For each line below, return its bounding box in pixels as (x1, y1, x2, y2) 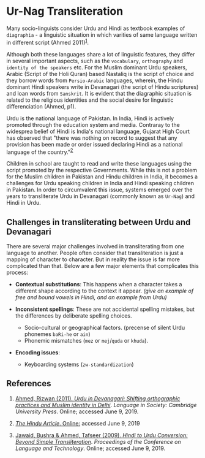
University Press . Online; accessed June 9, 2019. (15, 408, 139, 415)
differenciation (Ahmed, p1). (6, 102, 76, 110)
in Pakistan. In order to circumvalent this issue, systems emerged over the (6, 186, 193, 194)
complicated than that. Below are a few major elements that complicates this (6, 262, 199, 270)
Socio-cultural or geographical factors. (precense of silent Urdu (24, 324, 185, 332)
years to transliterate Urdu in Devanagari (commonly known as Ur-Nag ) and (6, 193, 195, 200)
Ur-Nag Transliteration (6, 4, 124, 18)
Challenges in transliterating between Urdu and (6, 216, 191, 227)
